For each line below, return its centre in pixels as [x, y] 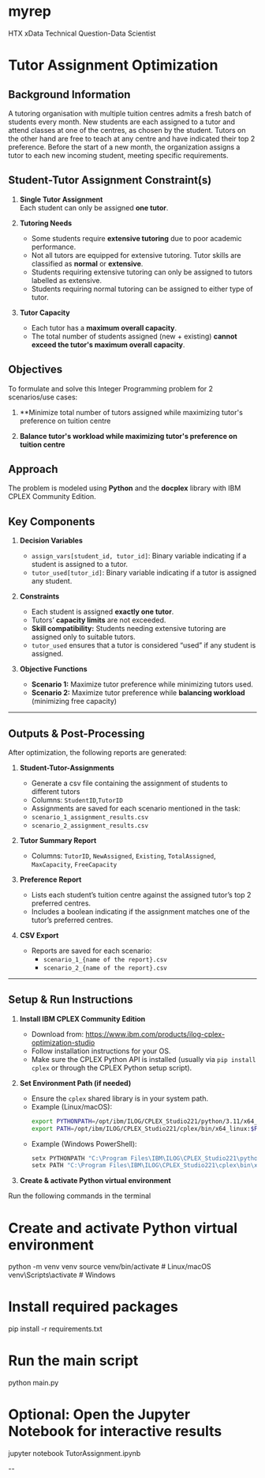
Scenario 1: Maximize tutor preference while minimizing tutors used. [142, 684]
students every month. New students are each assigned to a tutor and [121, 122]
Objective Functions [53, 669]
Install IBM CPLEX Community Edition [82, 1019]
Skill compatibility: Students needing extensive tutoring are [129, 629]
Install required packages [93, 1307]
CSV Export [39, 935]
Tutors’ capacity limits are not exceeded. [99, 620]
